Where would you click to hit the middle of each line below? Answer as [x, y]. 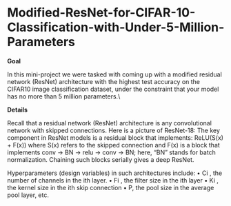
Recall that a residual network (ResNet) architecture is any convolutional [110, 123]
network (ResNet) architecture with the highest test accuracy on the [104, 81]
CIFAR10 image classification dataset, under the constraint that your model [113, 89]
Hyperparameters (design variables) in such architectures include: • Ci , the [115, 173]
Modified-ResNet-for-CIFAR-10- [101, 13]
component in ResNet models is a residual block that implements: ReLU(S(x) [115, 137]
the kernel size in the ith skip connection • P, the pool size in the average [111, 187]
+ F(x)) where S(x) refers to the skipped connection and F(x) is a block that [114, 145]
